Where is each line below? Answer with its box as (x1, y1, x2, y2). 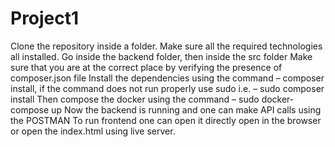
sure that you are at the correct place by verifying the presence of (10, 61, 283, 73)
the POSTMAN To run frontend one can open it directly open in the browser (10, 114, 322, 126)
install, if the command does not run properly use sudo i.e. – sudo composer (10, 82, 325, 94)
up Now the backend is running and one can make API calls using (51, 103, 322, 116)
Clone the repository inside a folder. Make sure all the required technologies (10, 40, 323, 52)
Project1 (10, 7, 80, 30)
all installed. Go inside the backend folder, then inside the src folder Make (10, 50, 313, 62)
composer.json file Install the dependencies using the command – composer (10, 72, 325, 84)
